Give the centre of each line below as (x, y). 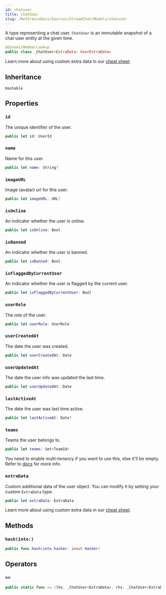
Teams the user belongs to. (33, 440)
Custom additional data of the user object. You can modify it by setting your (82, 486)
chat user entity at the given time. (39, 38)
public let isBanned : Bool (33, 261)
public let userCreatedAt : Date (38, 355)
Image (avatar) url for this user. (37, 190)
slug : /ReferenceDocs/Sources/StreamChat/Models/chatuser (66, 19)
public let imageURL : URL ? (33, 198)
